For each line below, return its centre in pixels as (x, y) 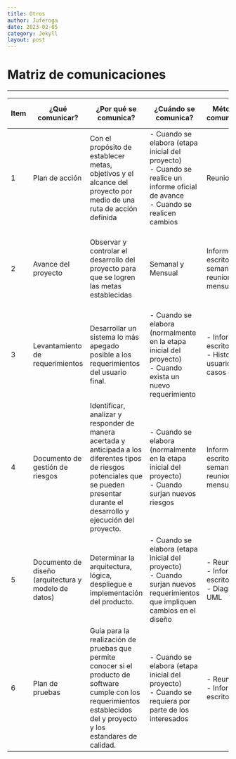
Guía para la (110, 631)
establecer (107, 156)
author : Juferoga (33, 20)
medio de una (113, 200)
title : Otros (26, 14)
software (105, 684)
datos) (44, 597)
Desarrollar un (113, 329)
